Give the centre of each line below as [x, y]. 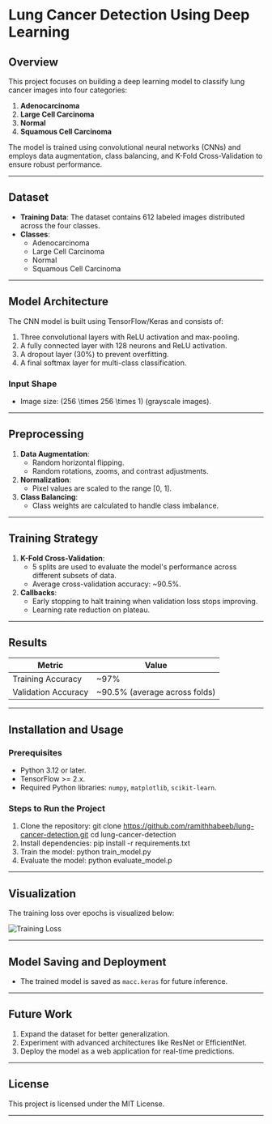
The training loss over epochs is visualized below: [91, 913]
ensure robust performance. [55, 164]
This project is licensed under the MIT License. [87, 1104]
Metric [51, 666]
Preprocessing [46, 434]
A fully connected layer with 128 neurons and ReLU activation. [123, 345]
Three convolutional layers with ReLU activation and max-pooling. [130, 337]
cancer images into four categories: [68, 90]
